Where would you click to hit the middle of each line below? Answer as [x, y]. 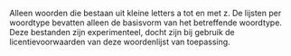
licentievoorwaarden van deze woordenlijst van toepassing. [120, 42]
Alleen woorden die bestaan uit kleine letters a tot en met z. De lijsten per [145, 13]
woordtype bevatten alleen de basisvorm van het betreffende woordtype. [146, 23]
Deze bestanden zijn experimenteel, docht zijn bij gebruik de [122, 32]
